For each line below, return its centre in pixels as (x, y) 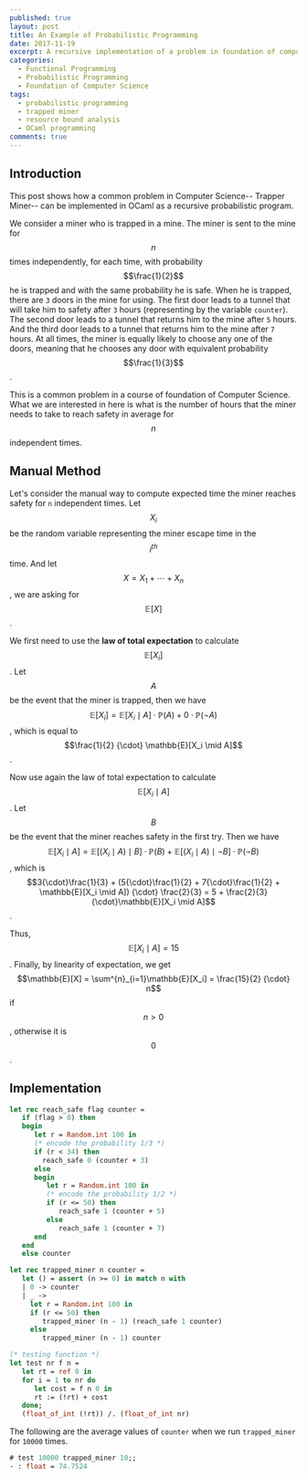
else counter (46, 1254)
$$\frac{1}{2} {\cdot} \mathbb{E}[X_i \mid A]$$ (153, 745)
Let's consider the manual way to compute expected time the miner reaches (153, 493)
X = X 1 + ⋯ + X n (153, 579)
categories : (32, 60)
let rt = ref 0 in (57, 1371)
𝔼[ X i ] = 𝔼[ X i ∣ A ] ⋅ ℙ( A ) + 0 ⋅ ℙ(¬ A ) (153, 716)
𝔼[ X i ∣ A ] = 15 (153, 949)
